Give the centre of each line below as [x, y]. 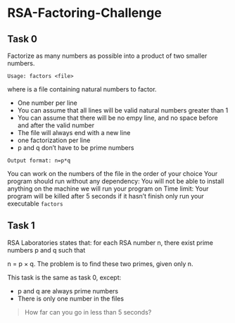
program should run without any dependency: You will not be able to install [116, 181]
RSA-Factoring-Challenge [84, 13]
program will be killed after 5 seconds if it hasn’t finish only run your [106, 196]
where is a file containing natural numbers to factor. [82, 89]
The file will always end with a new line [74, 133]
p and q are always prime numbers [68, 291]
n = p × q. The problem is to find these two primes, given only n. [100, 264]
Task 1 [21, 226]
